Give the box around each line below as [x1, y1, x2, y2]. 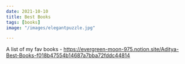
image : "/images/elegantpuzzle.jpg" [6, 24, 95, 31]
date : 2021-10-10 [6, 8, 49, 15]
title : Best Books [6, 14, 51, 20]
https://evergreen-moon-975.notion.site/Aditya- [63, 46, 179, 53]
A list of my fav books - [6, 46, 63, 53]
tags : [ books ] [6, 19, 41, 25]
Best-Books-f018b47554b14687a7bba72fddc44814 [6, 52, 131, 59]
